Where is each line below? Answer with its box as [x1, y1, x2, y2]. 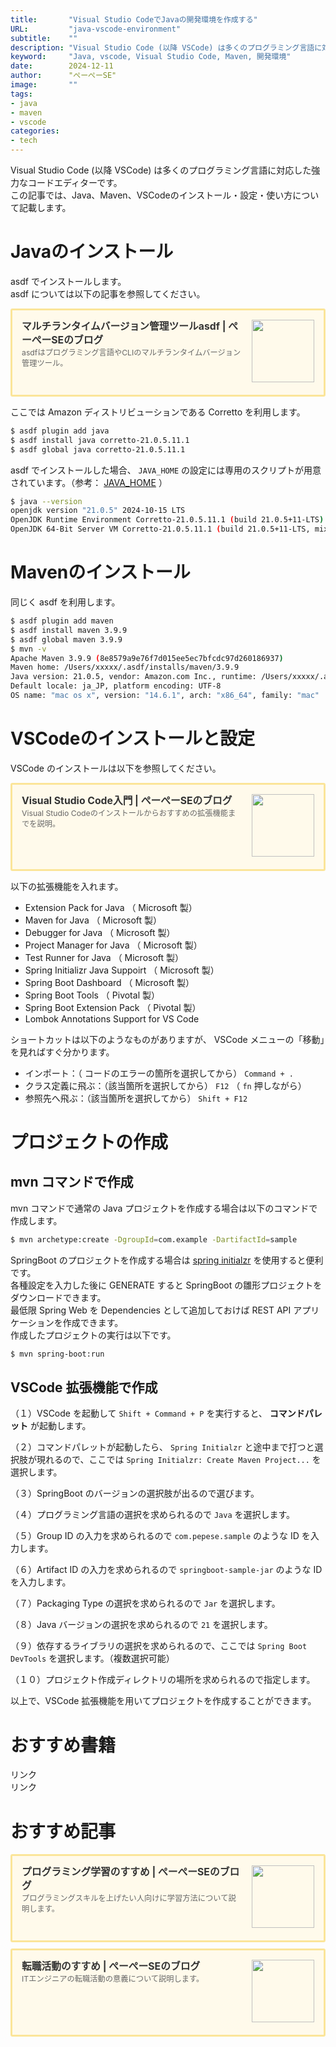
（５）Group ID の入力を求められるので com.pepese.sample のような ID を [10, 1530, 311, 1542]
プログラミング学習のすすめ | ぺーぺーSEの [21, 1866, 220, 1879]
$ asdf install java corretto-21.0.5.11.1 [10, 435, 190, 445]
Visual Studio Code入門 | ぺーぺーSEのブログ [21, 794, 233, 807]
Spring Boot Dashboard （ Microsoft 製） [24, 976, 195, 988]
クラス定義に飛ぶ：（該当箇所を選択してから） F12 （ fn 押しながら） [24, 1079, 307, 1091]
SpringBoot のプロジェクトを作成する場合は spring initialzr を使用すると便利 [10, 1254, 324, 1266]
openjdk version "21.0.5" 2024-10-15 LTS [10, 506, 186, 516]
